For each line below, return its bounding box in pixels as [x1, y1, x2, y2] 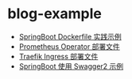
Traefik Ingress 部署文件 [18, 51, 99, 61]
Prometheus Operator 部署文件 [18, 41, 120, 51]
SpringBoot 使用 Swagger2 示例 [18, 61, 124, 71]
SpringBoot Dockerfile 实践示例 [18, 32, 122, 41]
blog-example [7, 5, 103, 23]
